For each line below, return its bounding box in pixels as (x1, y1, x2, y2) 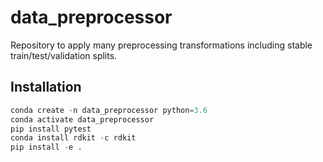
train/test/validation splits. (10, 49, 118, 61)
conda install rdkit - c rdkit (10, 133, 137, 143)
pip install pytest (10, 124, 92, 134)
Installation (10, 79, 82, 96)
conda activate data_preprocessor (10, 114, 155, 125)
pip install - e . (10, 142, 83, 153)
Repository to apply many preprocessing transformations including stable (10, 39, 313, 51)
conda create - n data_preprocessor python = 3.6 (10, 105, 208, 115)
